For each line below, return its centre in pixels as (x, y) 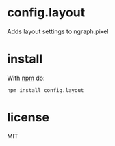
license (28, 118)
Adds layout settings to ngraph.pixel (58, 31)
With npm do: (26, 78)
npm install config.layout (46, 90)
